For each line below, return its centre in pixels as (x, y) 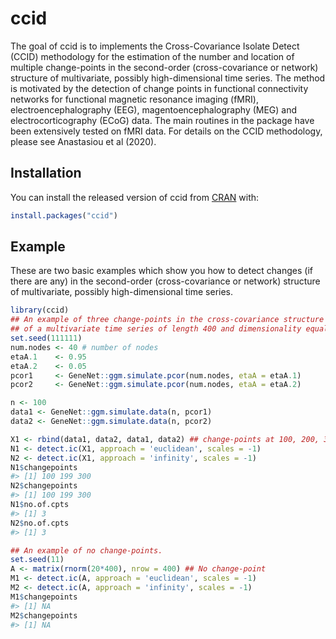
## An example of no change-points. (86, 550)
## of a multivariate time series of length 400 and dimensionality (156, 329)
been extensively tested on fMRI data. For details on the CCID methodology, (166, 131)
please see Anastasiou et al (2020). (83, 141)
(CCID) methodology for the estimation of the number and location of (152, 56)
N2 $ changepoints (44, 486)
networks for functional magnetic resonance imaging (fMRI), (134, 99)
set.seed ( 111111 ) (46, 338)
